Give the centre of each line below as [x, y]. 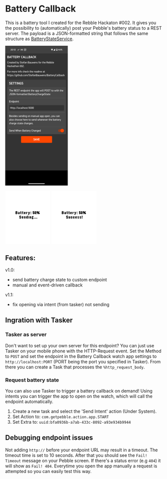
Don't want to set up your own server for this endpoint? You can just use [80, 345]
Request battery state [32, 380]
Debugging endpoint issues [49, 438]
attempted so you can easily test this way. [48, 471]
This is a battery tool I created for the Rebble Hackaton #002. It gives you [81, 23]
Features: [20, 258]
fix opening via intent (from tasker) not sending [61, 304]
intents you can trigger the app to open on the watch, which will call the [79, 396]
